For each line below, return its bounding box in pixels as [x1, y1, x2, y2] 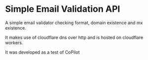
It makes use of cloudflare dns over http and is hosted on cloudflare [5, 34, 144, 40]
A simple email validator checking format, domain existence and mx [5, 20, 143, 26]
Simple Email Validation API [5, 3, 120, 15]
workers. [5, 39, 23, 45]
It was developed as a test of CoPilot [5, 49, 80, 55]
